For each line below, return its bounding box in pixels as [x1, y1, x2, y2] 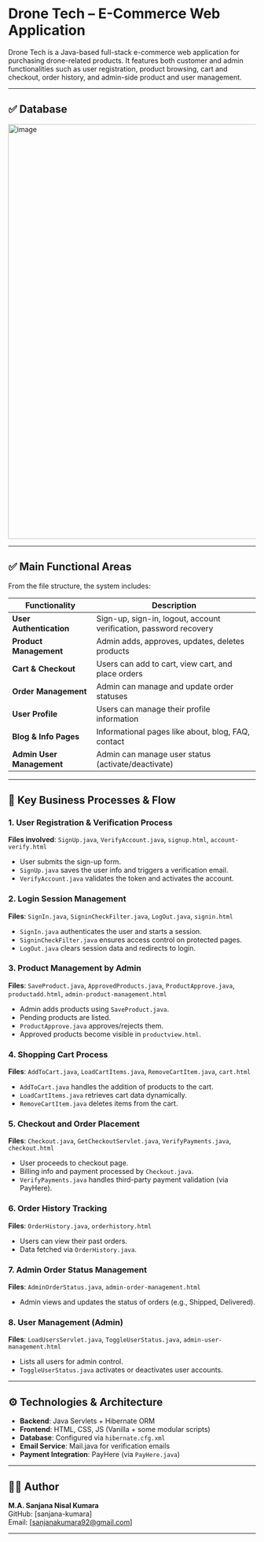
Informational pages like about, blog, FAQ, [96, 726, 250, 737]
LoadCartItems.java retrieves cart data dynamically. [19, 1091, 187, 1100]
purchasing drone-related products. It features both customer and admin [8, 56, 244, 65]
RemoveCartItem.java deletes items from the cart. [19, 1099, 178, 1109]
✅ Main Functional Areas [8, 560, 132, 574]
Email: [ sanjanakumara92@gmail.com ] [8, 1517, 133, 1526]
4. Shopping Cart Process [8, 1049, 108, 1060]
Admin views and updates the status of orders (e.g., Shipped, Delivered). [19, 1297, 255, 1307]
